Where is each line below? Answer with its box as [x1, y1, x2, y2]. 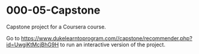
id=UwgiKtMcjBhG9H [6, 41, 59, 48]
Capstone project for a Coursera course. [6, 23, 106, 30]
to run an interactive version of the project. [59, 41, 166, 48]
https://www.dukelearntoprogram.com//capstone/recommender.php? [20, 34, 193, 42]
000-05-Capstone [6, 4, 101, 17]
